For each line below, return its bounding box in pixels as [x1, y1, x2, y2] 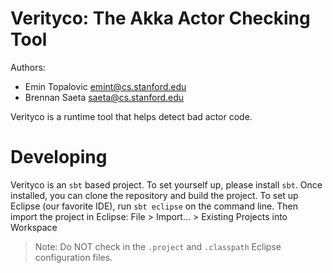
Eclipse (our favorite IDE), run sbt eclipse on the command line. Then [10, 200, 298, 212]
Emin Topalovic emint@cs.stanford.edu [24, 80, 187, 92]
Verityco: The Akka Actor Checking [10, 7, 311, 30]
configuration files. [34, 251, 113, 263]
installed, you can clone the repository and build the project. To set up [10, 189, 299, 201]
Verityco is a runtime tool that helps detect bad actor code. [10, 110, 253, 122]
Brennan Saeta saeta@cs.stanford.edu [24, 91, 185, 103]
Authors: [10, 61, 46, 73]
